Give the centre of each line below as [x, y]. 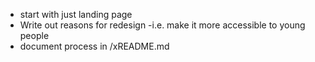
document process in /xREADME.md [94, 46]
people [34, 35]
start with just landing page [76, 14]
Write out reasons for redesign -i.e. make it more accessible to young [162, 25]
